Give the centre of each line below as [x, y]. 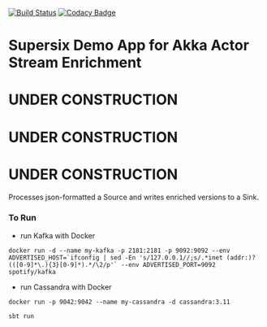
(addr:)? [241, 257]
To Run [22, 218]
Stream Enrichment [75, 63]
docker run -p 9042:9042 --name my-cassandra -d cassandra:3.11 [119, 302]
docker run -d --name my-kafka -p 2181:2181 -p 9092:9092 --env [119, 251]
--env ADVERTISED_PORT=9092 [168, 264]
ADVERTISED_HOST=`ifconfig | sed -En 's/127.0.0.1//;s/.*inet [116, 257]
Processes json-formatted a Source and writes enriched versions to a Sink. [134, 197]
